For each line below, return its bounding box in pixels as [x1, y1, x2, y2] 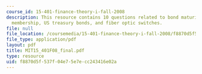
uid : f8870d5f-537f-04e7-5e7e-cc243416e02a [6, 58, 117, 64]
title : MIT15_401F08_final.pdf [6, 48, 85, 54]
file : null [6, 25, 34, 32]
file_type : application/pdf [6, 36, 77, 42]
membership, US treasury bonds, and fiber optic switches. [11, 20, 163, 26]
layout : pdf [6, 42, 36, 48]
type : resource [6, 53, 44, 59]
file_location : [6, 31, 44, 37]
